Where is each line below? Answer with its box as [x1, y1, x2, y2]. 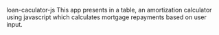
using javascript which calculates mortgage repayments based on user [6, 13, 207, 21]
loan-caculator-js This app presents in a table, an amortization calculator [6, 6, 212, 14]
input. [6, 21, 23, 28]
